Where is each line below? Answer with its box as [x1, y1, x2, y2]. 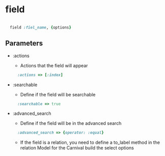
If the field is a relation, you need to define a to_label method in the [20, 139, 160, 146]
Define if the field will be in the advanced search [20, 120, 122, 126]
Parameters [5, 39, 43, 48]
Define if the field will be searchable [20, 91, 95, 97]
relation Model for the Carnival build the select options [20, 145, 134, 151]
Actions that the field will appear [20, 62, 88, 68]
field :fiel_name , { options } [10, 24, 72, 30]
